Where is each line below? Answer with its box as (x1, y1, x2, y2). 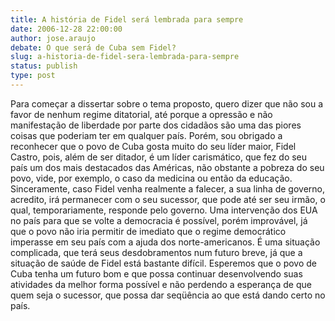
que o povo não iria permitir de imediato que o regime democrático (10, 225, 287, 237)
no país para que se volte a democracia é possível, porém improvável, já (10, 214, 308, 226)
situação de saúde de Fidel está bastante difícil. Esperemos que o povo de (10, 257, 318, 269)
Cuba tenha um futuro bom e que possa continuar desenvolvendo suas (10, 267, 303, 280)
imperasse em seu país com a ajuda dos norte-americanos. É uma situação (10, 236, 321, 248)
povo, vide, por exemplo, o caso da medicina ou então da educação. (10, 172, 293, 184)
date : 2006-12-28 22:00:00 (10, 24, 123, 34)
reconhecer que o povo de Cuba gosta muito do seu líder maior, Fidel (10, 140, 297, 152)
